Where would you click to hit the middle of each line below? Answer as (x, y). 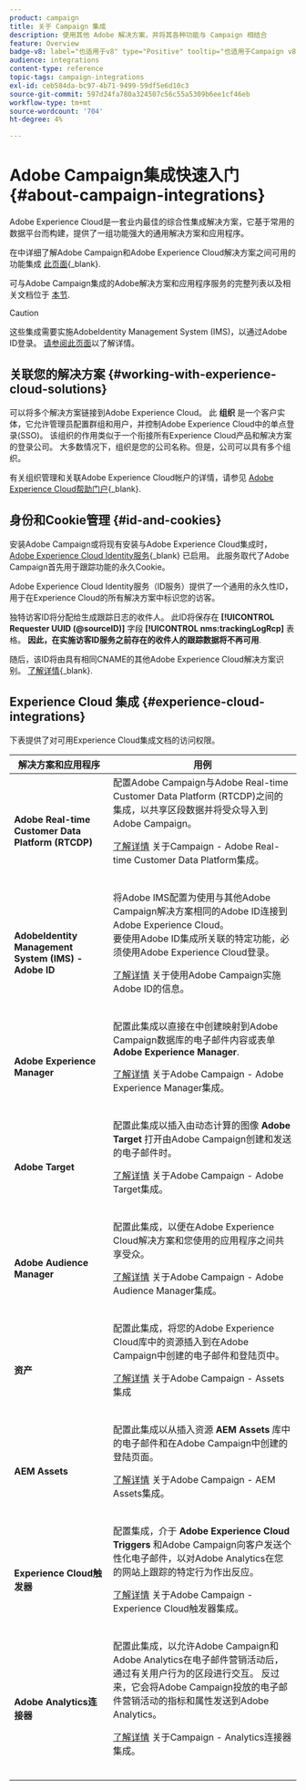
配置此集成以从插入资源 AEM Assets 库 (197, 1429)
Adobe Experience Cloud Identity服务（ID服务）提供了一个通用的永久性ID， (151, 586)
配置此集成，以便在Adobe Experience (194, 1227)
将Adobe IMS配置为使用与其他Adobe (192, 897)
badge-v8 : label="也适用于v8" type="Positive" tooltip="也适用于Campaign (147, 52)
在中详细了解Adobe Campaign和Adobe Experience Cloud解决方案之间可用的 (153, 252)
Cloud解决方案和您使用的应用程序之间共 (199, 1240)
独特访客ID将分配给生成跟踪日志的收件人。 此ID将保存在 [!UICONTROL (142, 617)
